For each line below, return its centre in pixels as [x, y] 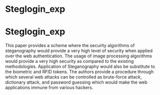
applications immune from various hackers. [49, 88]
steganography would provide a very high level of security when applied [79, 51]
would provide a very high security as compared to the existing [70, 61]
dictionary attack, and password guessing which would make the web [76, 82]
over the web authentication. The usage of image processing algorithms [79, 56]
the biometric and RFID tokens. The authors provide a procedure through [80, 72]
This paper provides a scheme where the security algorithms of [70, 46]
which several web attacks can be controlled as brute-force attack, [74, 77]
